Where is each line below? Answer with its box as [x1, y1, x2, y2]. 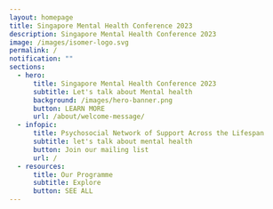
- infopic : [17, 121, 58, 130]
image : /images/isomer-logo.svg [9, 37, 129, 47]
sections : [9, 63, 46, 72]
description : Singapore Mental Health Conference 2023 [9, 29, 217, 38]
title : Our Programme [32, 170, 114, 179]
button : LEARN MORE [32, 104, 105, 113]
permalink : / [9, 46, 58, 55]
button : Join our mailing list [32, 145, 149, 154]
